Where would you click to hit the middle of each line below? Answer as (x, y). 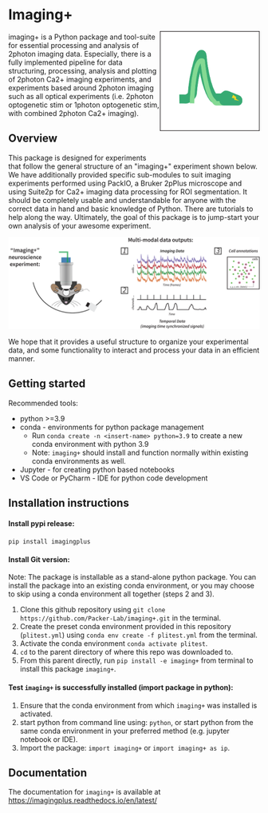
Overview (33, 139)
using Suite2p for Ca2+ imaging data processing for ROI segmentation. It (128, 191)
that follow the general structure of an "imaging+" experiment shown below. (133, 166)
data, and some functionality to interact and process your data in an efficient (134, 350)
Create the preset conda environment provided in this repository (125, 627)
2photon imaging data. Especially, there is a (80, 54)
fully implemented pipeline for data (65, 62)
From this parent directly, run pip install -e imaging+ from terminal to (136, 660)
